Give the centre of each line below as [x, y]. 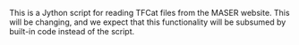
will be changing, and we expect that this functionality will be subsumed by [148, 22]
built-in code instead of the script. [72, 31]
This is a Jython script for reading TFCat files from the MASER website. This [149, 13]
